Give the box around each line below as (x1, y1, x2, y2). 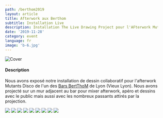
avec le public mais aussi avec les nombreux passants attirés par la (5, 93, 140, 99)
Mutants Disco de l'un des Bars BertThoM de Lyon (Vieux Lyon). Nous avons (5, 83, 158, 89)
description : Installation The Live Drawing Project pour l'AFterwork (5, 25, 151, 30)
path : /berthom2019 (5, 7, 45, 12)
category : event (5, 34, 38, 39)
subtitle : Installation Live (5, 20, 64, 26)
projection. (5, 98, 27, 104)
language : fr (5, 39, 32, 43)
